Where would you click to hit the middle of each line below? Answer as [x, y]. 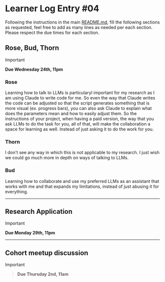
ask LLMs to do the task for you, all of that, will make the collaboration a [78, 124]
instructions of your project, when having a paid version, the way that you [80, 119]
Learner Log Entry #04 [52, 9]
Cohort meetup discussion [47, 253]
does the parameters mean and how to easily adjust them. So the [71, 114]
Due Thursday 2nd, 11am [43, 274]
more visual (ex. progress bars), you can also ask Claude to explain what [79, 108]
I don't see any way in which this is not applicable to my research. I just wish [82, 153]
